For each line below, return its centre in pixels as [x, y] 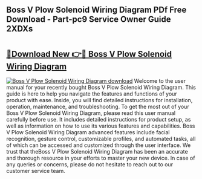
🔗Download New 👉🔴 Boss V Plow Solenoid [89, 54]
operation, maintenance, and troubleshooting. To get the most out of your [98, 106]
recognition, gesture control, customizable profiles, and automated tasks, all [101, 139]
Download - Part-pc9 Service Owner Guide [89, 20]
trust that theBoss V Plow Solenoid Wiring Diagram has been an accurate [97, 151]
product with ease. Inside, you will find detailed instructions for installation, [99, 100]
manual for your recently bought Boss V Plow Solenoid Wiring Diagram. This [101, 87]
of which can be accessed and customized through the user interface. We [99, 145]
